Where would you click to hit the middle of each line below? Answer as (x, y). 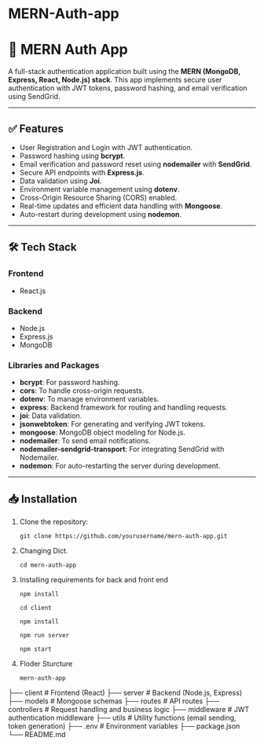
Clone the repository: (54, 522)
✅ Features (36, 128)
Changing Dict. (44, 551)
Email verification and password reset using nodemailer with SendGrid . (136, 164)
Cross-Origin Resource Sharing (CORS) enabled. (98, 197)
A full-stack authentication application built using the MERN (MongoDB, (125, 72)
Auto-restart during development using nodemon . (101, 214)
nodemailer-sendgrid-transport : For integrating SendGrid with (122, 450)
